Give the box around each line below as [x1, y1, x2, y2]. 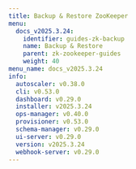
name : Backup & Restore [23, 42, 104, 50]
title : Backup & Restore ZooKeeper [8, 11, 129, 20]
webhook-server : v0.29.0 [15, 148, 100, 156]
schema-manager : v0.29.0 [15, 125, 100, 133]
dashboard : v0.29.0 [15, 95, 82, 103]
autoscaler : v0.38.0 [15, 80, 85, 88]
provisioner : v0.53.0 [15, 118, 89, 126]
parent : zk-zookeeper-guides [23, 50, 121, 58]
